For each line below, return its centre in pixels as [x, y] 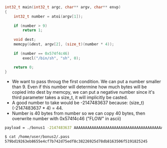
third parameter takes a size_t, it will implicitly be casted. [70, 98]
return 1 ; [33, 30]
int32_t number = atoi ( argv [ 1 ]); [48, 16]
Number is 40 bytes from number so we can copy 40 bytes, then [79, 113]
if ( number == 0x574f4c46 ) [42, 53]
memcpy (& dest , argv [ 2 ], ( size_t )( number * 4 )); [64, 44]
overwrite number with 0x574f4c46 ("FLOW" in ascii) [67, 119]
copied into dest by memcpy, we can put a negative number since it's [83, 92]
